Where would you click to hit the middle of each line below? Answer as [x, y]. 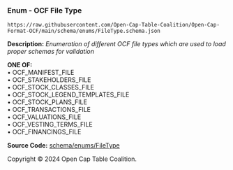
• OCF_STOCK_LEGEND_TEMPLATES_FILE [68, 95]
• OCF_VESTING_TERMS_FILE [50, 125]
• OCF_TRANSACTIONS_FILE [49, 110]
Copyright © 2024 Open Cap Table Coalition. [72, 159]
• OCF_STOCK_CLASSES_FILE [51, 87]
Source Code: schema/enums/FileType [63, 146]
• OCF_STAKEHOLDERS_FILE [49, 80]
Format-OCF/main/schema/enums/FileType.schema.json [84, 31]
